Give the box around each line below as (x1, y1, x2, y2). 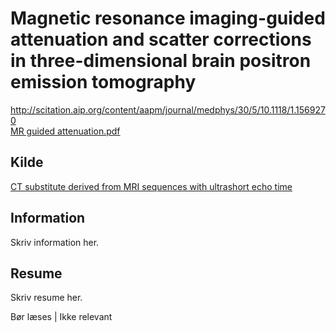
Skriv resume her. (10, 292, 83, 304)
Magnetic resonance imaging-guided (10, 7, 326, 30)
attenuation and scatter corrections (10, 28, 312, 51)
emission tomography (10, 71, 197, 94)
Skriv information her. (10, 236, 100, 248)
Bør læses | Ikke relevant (10, 311, 113, 323)
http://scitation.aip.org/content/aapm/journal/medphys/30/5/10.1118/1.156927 (10, 103, 326, 116)
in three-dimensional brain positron (10, 50, 312, 72)
